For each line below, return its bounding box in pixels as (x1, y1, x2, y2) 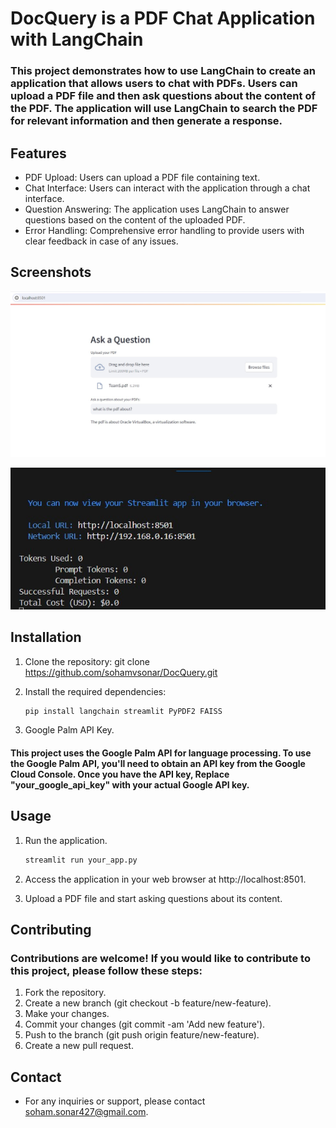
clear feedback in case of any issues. (24, 235, 179, 247)
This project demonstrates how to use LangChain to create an (10, 64, 316, 78)
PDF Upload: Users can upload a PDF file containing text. (24, 171, 261, 183)
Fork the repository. (24, 987, 107, 999)
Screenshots (10, 264, 92, 281)
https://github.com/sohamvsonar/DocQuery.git (24, 666, 218, 678)
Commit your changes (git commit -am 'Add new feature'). (24, 1018, 266, 1031)
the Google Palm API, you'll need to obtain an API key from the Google (10, 757, 306, 769)
